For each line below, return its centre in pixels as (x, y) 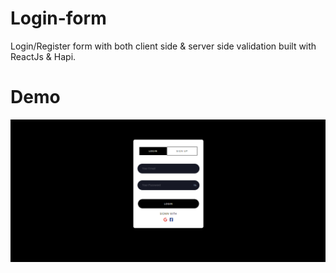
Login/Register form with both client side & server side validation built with (163, 46)
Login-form (58, 18)
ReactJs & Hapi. (43, 56)
